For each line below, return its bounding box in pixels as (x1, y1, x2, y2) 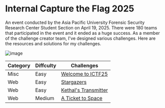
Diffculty (35, 62, 57, 69)
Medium (35, 95, 55, 102)
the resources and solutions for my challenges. (5, 40, 101, 46)
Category (7, 62, 31, 69)
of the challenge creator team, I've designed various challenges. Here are (5, 35, 156, 41)
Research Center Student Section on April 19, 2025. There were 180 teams (5, 24, 158, 30)
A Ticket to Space (61, 95, 103, 102)
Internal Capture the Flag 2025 (5, 3, 135, 14)
